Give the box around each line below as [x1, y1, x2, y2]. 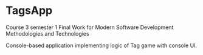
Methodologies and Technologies [5, 30, 89, 37]
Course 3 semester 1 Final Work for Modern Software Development [5, 24, 174, 31]
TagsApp [5, 4, 53, 18]
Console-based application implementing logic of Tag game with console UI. [5, 42, 198, 49]
